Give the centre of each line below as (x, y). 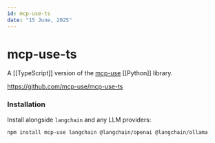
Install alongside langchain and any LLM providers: (79, 120)
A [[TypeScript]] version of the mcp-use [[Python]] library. (90, 73)
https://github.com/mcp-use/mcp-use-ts (65, 86)
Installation (27, 104)
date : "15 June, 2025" (40, 20)
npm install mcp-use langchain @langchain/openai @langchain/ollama (107, 132)
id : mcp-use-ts (29, 13)
